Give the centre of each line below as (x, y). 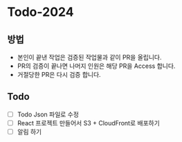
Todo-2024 (40, 12)
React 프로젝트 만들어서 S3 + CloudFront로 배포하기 (89, 123)
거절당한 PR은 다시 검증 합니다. (59, 74)
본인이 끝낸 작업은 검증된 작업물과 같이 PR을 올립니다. (89, 57)
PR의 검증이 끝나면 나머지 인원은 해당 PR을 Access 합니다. (96, 66)
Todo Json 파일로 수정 (48, 114)
